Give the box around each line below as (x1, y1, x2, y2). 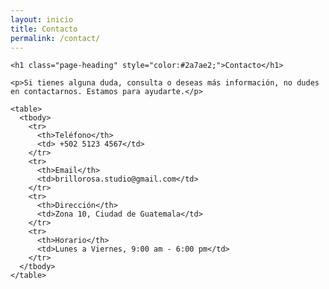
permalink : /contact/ (10, 33, 101, 43)
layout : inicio (10, 14, 74, 25)
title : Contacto (10, 24, 78, 34)
